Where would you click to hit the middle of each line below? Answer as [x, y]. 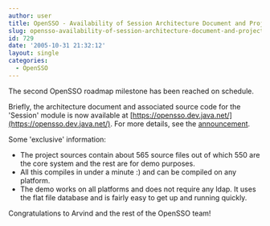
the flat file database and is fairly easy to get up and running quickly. [133, 197]
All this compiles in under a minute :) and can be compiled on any [128, 172]
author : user [30, 16]
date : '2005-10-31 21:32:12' [57, 46]
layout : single [34, 53]
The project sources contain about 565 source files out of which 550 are [140, 154]
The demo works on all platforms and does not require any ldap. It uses [138, 189]
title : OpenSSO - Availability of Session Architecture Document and [127, 23]
